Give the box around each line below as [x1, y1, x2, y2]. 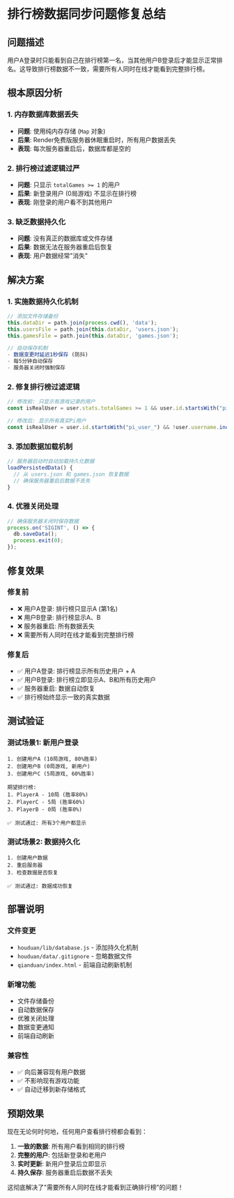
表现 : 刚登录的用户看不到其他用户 [17, 198, 113, 206]
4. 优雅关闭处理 [7, 501, 59, 511]
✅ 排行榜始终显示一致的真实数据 [17, 693, 110, 701]
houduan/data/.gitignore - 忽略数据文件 [17, 951, 132, 960]
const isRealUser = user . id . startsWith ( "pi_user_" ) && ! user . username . [7, 423, 219, 430]
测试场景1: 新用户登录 [7, 738, 79, 747]
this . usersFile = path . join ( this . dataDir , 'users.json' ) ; [7, 325, 179, 333]
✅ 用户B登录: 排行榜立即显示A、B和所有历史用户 [17, 676, 157, 684]
